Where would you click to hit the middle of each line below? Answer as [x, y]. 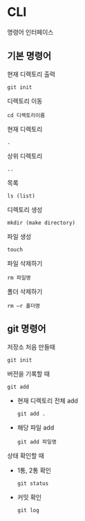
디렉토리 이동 [25, 100]
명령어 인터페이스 [30, 32]
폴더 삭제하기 [25, 291]
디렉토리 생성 [25, 209]
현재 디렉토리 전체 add [47, 400]
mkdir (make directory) [41, 222]
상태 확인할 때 [26, 455]
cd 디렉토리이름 [26, 115]
